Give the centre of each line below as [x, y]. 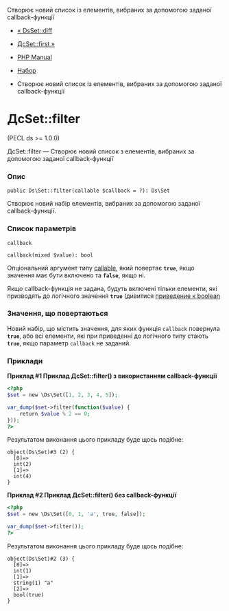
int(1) [23, 570]
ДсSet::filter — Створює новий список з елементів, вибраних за [101, 151]
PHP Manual [35, 57]
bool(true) [29, 594]
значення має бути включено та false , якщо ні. [76, 275]
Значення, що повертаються [58, 314]
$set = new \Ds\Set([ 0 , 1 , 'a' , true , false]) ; [76, 514]
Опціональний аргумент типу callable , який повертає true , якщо [101, 268]
